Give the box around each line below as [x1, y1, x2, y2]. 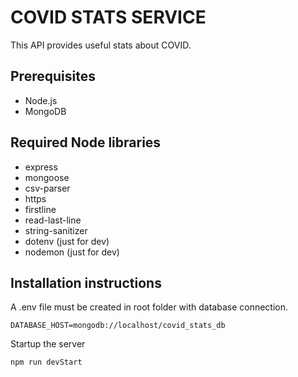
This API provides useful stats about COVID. [10, 39, 192, 51]
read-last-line [24, 214, 82, 226]
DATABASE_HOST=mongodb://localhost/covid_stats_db [10, 321, 226, 331]
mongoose [24, 171, 70, 183]
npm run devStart [10, 357, 83, 368]
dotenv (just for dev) [24, 235, 110, 247]
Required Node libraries [10, 134, 162, 151]
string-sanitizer [24, 224, 88, 236]
